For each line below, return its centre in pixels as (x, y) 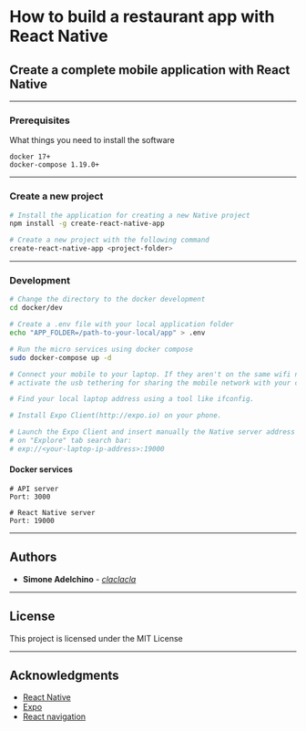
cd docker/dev (36, 308)
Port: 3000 (30, 497)
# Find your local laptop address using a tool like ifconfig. (132, 399)
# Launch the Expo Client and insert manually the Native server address (153, 432)
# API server (34, 489)
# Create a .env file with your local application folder (122, 324)
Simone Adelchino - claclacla (79, 579)
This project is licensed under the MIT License (97, 638)
